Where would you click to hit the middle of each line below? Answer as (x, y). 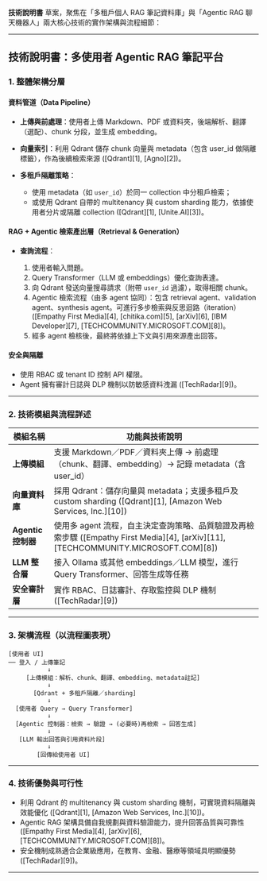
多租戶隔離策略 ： (48, 175)
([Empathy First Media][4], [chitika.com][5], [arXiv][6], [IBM (129, 316)
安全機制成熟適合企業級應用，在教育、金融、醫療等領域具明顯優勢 (128, 850)
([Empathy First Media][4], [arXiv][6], (81, 831)
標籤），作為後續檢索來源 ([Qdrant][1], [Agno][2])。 (103, 158)
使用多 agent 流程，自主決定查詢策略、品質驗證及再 (150, 526)
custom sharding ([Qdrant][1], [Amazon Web (138, 501)
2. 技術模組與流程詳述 (50, 414)
